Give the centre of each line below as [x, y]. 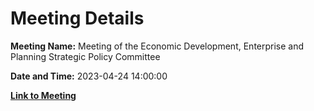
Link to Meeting [43, 95]
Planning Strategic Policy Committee [85, 56]
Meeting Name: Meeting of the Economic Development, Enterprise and [157, 46]
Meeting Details [77, 18]
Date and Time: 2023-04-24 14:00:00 [89, 76]
